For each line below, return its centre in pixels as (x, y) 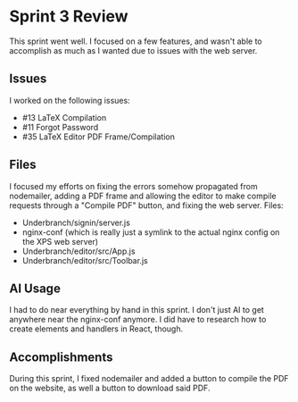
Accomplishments (61, 357)
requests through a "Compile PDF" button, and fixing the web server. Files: (146, 205)
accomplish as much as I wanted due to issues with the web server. (133, 50)
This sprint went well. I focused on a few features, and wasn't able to (136, 41)
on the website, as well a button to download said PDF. (110, 388)
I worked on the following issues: (70, 100)
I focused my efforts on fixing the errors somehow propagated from (133, 186)
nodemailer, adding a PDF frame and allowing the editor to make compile (143, 196)
